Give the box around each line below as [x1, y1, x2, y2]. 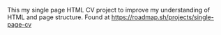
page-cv [7, 21, 32, 28]
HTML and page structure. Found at [7, 13, 110, 21]
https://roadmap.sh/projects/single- [111, 13, 214, 21]
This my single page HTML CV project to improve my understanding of [7, 6, 211, 14]
